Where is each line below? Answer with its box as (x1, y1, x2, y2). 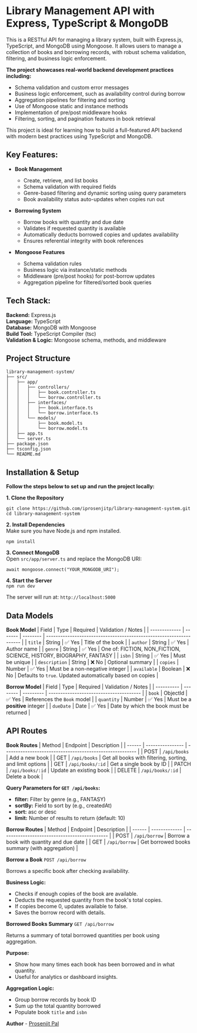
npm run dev (6, 584, 35, 589)
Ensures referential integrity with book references (23, 237, 144, 244)
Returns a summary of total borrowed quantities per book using (6, 931, 160, 939)
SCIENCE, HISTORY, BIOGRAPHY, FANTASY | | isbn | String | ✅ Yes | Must (6, 652, 186, 659)
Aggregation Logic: (6, 984, 55, 992)
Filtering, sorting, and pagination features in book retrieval (14, 115, 156, 122)
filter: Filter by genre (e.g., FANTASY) (14, 795, 106, 802)
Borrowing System (14, 207, 62, 214)
